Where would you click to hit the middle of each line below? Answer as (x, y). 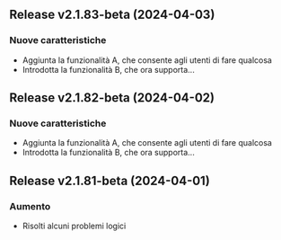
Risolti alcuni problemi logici (74, 226)
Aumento (30, 206)
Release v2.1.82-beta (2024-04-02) (112, 98)
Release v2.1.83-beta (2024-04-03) (112, 15)
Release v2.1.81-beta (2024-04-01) (110, 180)
